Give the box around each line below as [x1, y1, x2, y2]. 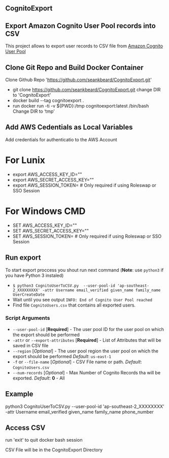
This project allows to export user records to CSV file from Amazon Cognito [5, 43, 163, 49]
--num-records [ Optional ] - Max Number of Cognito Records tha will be [12, 369, 161, 375]
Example [5, 390, 33, 398]
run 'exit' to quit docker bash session [5, 437, 83, 443]
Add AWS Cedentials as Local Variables [5, 123, 133, 132]
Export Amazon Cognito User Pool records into [5, 21, 156, 30]
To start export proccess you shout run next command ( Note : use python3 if [5, 267, 164, 273]
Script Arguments [5, 315, 50, 322]
